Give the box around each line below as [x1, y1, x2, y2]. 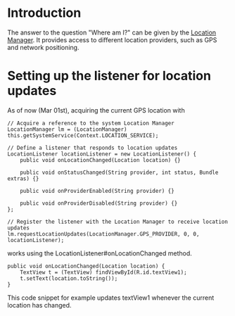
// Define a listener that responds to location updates [7, 144, 178, 151]
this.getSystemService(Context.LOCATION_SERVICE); [7, 132, 159, 139]
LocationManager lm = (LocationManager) [7, 125, 128, 133]
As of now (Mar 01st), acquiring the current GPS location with [7, 106, 185, 114]
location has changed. [7, 301, 72, 309]
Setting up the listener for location [7, 68, 211, 84]
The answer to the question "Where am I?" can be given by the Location [7, 28, 217, 37]
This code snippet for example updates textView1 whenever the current [7, 293, 215, 302]
